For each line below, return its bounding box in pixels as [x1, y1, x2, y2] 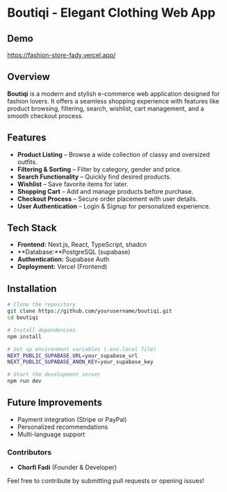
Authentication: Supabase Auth [17, 255, 110, 263]
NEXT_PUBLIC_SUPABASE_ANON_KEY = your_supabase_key [7, 359, 154, 366]
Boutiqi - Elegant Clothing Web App [7, 5, 216, 21]
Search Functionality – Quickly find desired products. [17, 172, 171, 181]
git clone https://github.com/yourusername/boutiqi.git [7, 308, 172, 315]
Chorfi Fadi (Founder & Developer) [17, 464, 117, 472]
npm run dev [7, 377, 42, 385]
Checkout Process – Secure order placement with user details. [17, 195, 198, 203]
